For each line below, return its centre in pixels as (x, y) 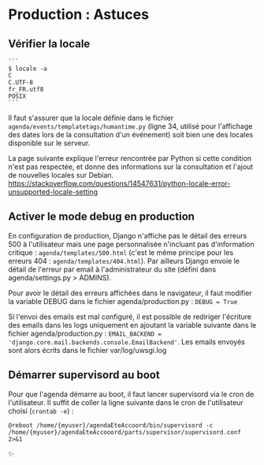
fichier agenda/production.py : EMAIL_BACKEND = (85, 333)
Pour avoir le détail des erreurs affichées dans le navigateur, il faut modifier (130, 293)
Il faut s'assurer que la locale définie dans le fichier (91, 118)
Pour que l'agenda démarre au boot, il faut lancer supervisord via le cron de (131, 394)
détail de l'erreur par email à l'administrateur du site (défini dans (112, 269)
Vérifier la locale (49, 44)
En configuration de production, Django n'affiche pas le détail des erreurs (128, 235)
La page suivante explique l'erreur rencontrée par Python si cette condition (130, 158)
